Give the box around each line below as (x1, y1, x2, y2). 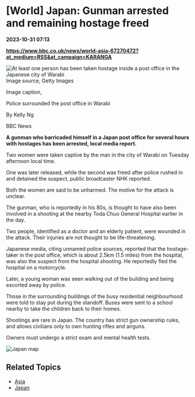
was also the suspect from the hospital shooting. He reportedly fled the (6, 257, 177, 264)
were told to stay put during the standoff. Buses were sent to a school (6, 299, 173, 306)
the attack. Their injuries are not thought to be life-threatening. (6, 234, 156, 241)
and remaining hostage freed (6, 16, 150, 30)
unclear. (6, 192, 26, 199)
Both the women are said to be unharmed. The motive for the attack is (6, 186, 174, 194)
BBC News (6, 122, 32, 129)
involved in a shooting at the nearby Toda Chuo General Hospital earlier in (6, 210, 183, 217)
